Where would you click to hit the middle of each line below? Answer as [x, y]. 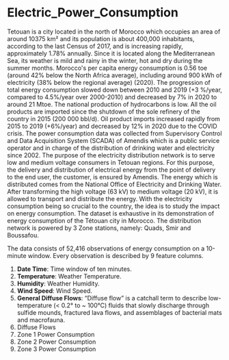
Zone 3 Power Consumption [56, 349]
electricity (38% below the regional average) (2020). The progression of [109, 82]
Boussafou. [23, 235]
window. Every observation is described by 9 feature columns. [116, 255]
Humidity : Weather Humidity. [58, 283]
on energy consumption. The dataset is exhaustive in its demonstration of [111, 213]
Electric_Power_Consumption [93, 13]
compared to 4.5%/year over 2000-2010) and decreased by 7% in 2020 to [112, 97]
